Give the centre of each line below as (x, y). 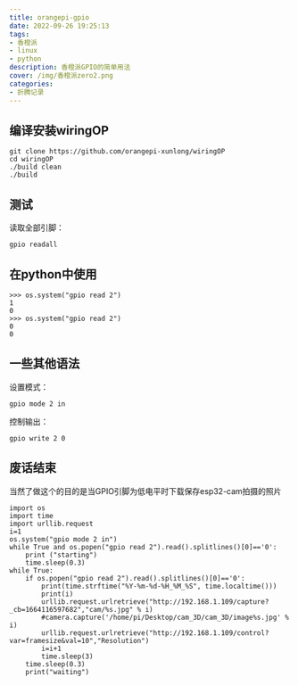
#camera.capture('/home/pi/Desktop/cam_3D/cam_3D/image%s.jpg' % (166, 617)
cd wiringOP (31, 160)
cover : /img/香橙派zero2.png (62, 76)
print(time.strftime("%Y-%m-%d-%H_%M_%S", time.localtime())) (159, 586)
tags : (19, 34)
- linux (24, 51)
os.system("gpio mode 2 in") (63, 539)
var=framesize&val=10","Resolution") (79, 640)
